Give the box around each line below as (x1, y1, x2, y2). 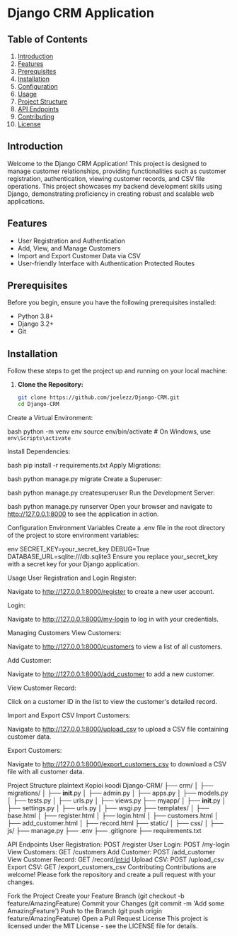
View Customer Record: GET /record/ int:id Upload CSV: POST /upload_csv (7, 855, 224, 864)
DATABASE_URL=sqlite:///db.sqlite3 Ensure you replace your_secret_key (7, 552, 218, 561)
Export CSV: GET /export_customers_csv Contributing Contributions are (7, 863, 216, 871)
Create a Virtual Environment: (7, 414, 93, 422)
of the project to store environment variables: (7, 531, 139, 539)
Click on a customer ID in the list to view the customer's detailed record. (7, 698, 218, 705)
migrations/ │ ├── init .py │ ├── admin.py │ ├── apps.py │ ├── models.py (7, 789, 229, 797)
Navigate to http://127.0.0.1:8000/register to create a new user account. (7, 588, 214, 595)
